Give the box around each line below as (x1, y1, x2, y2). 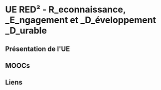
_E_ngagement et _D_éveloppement (5, 14, 156, 26)
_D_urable (5, 25, 47, 36)
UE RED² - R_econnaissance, (5, 4, 126, 15)
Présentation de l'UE (5, 45, 70, 53)
